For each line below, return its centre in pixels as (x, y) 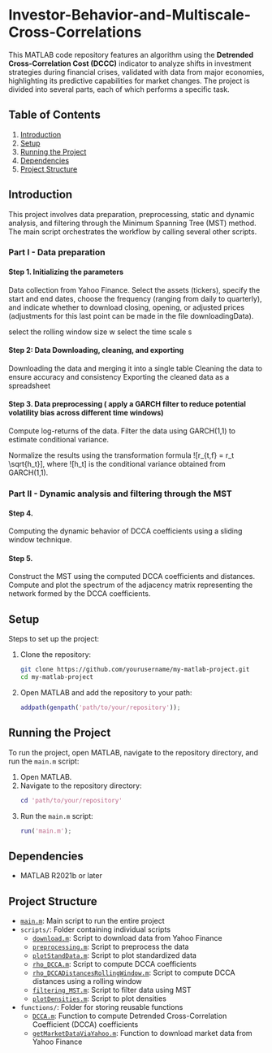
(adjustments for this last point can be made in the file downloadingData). (131, 315)
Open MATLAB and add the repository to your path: (106, 692)
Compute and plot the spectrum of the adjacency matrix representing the (131, 585)
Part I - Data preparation (57, 252)
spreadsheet (30, 385)
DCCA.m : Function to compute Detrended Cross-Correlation (130, 1016)
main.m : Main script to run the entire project (92, 921)
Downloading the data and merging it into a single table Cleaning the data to (135, 368)
